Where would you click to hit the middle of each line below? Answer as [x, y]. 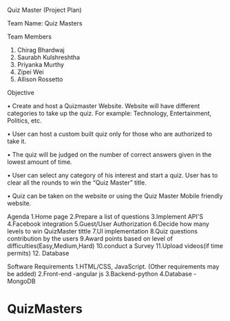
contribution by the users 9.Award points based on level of [90, 238]
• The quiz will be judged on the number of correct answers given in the [109, 155]
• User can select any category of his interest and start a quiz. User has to [113, 175]
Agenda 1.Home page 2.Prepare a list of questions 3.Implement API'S [105, 217]
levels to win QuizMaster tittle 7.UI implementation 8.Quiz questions [103, 231]
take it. [17, 141]
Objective [21, 93]
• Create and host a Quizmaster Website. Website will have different [104, 106]
